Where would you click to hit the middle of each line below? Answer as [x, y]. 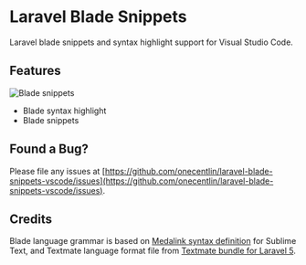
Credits [31, 219]
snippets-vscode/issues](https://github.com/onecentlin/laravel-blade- [142, 181]
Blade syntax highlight [64, 111]
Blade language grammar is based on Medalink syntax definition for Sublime [153, 241]
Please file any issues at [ [58, 171]
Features [35, 71]
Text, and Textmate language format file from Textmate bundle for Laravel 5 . [153, 251]
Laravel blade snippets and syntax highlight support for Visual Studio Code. [152, 42]
